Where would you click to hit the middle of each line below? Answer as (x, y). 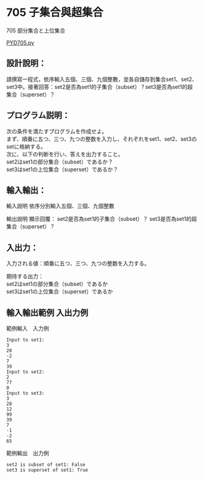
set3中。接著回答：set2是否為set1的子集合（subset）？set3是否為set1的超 (100, 86)
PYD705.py (20, 43)
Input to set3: (26, 393)
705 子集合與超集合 (55, 12)
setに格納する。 (26, 146)
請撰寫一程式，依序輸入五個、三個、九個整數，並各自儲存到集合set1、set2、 (102, 79)
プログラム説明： (38, 115)
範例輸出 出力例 (28, 453)
